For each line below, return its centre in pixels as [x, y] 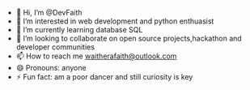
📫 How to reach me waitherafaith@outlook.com [96, 56]
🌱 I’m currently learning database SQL [79, 30]
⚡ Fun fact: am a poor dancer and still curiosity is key [104, 77]
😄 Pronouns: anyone [51, 68]
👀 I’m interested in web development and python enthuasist [115, 21]
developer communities [55, 47]
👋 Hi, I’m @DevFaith [49, 13]
